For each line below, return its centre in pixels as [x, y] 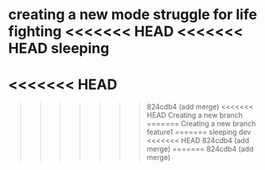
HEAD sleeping [59, 48]
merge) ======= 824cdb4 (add [200, 149]
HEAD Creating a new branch [195, 115]
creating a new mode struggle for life [132, 15]
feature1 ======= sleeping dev [199, 132]
